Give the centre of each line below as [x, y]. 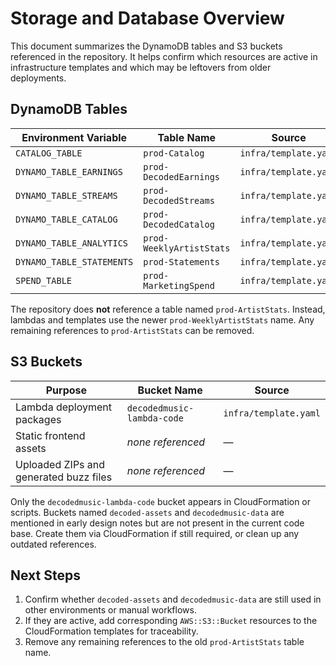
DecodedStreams [179, 200]
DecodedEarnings [182, 176]
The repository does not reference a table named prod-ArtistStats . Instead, [168, 309]
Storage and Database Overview [147, 18]
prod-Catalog [174, 153]
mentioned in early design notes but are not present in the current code [157, 523]
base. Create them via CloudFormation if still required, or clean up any [155, 533]
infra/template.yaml [272, 413]
